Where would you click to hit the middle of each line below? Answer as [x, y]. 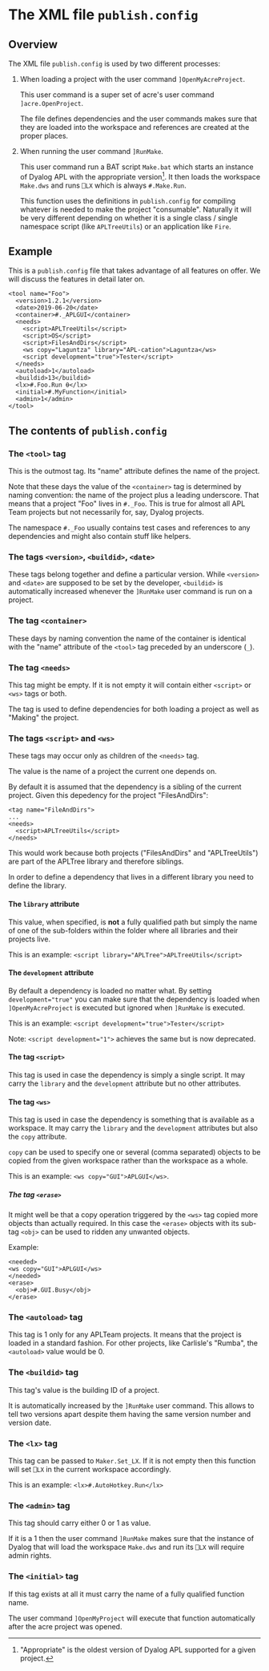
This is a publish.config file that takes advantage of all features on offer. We [134, 271]
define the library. [37, 886]
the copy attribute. [38, 1137]
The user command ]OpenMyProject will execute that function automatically [132, 1618]
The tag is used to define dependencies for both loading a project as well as [134, 709]
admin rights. [30, 1556]
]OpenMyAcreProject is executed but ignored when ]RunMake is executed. [127, 1007]
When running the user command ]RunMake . [92, 151]
